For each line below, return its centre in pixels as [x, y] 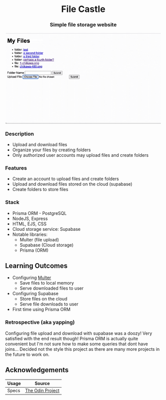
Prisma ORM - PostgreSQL [39, 213]
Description [20, 134]
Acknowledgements [37, 370]
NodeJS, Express [30, 218]
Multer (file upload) [39, 239]
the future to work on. [27, 354]
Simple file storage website [83, 25]
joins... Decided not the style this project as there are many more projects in [83, 349]
